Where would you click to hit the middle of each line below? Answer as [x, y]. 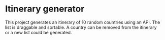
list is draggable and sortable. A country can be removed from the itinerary [81, 27]
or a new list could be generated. [39, 32]
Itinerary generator [45, 9]
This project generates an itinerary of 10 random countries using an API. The [82, 22]
